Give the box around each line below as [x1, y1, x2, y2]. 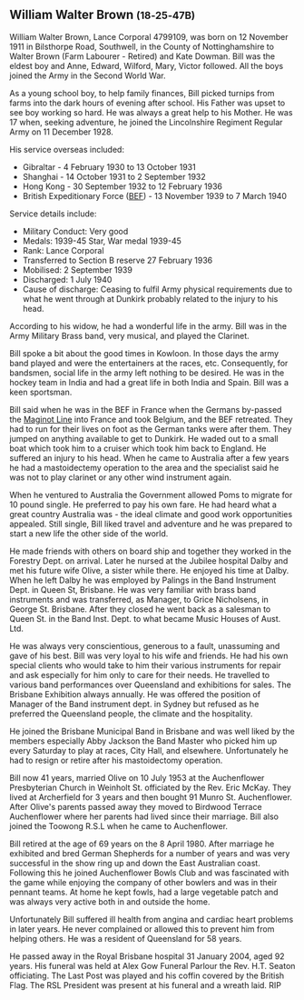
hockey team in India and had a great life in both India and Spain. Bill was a [9, 376, 289, 387]
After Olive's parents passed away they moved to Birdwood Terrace [9, 801, 262, 812]
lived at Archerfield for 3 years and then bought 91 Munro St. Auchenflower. [9, 791, 293, 803]
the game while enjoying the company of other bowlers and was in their [9, 876, 278, 887]
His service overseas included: [9, 144, 125, 155]
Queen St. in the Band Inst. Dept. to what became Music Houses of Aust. [9, 613, 281, 624]
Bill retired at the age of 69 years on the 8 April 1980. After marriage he [9, 838, 275, 849]
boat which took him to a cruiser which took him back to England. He [9, 443, 267, 454]
